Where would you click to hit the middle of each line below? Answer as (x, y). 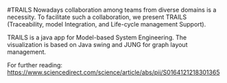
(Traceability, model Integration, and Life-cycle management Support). (107, 24)
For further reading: (35, 65)
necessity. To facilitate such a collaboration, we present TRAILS (97, 17)
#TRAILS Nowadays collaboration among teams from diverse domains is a (112, 10)
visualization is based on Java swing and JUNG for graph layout (97, 45)
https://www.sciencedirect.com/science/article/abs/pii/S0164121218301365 (113, 72)
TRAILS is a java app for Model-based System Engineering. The (97, 37)
